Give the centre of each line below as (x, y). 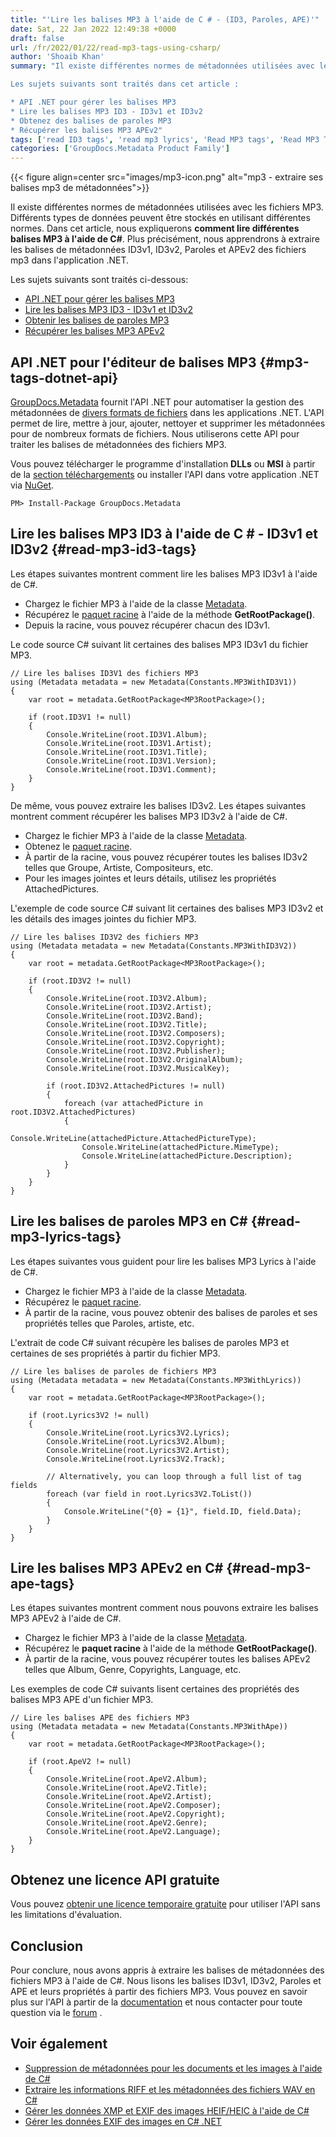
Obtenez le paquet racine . (78, 846)
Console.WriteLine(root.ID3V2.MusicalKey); (138, 1068)
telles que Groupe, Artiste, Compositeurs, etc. (119, 867)
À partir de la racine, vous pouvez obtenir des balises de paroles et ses (171, 1312)
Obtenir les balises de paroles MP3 (97, 320)
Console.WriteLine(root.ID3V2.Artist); (129, 1007)
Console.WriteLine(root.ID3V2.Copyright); (136, 1042)
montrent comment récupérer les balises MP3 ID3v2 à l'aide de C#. (149, 816)
